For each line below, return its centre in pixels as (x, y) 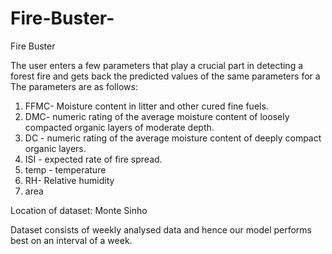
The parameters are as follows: (74, 86)
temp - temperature (65, 169)
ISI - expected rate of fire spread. (93, 159)
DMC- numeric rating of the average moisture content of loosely (157, 116)
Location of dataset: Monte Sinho (79, 210)
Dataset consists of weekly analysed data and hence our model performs (161, 229)
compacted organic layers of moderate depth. (119, 127)
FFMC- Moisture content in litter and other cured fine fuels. (146, 106)
